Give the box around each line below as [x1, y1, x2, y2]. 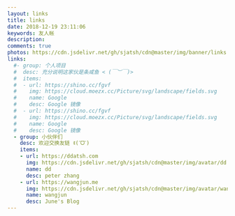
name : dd [25, 165, 52, 173]
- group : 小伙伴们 [13, 133, 63, 140]
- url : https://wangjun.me [20, 178, 99, 185]
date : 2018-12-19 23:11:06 [7, 23, 86, 30]
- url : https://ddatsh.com [20, 153, 99, 160]
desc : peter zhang [25, 172, 80, 179]
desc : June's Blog [25, 198, 80, 206]
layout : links [7, 10, 49, 17]
